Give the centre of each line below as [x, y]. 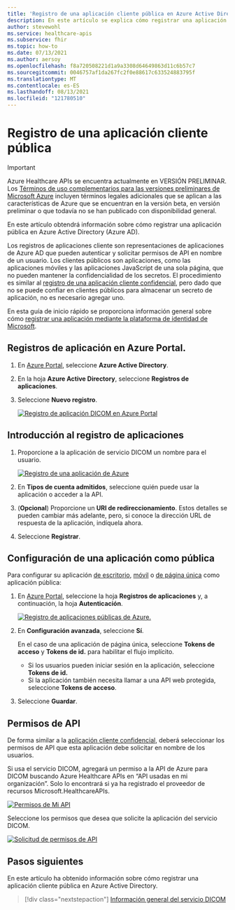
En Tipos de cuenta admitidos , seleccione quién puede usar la [108, 487]
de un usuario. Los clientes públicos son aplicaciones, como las [99, 260]
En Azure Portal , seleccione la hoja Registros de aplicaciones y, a [113, 596]
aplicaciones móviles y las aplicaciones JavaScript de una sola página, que [115, 268]
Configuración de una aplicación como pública [111, 558]
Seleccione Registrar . [49, 536]
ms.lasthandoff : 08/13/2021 [48, 92]
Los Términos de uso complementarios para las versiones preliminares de [114, 188]
